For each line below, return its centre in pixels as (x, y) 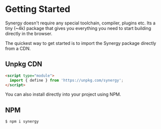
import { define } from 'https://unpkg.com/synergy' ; (67, 80)
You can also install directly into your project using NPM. (63, 94)
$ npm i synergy (22, 122)
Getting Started (38, 9)
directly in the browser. (29, 33)
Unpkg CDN (24, 64)
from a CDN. (18, 48)
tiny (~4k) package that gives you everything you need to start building (78, 28)
